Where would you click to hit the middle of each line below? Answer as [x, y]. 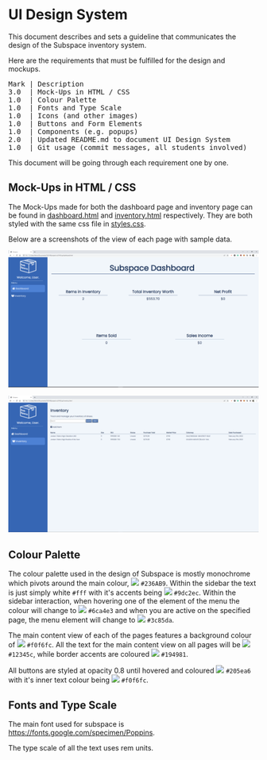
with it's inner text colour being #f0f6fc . [78, 680]
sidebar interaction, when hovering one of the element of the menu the [124, 601]
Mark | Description [46, 84]
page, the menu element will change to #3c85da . [91, 620]
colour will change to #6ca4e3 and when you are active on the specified [129, 611]
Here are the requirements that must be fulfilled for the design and [117, 60]
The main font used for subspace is [66, 724]
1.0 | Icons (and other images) [74, 116]
